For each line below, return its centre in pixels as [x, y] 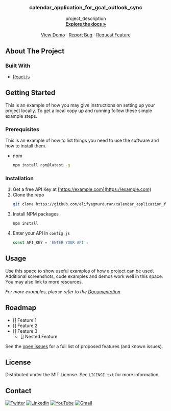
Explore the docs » [86, 24]
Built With [18, 66]
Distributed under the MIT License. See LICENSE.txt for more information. [82, 375]
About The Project [35, 51]
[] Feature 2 [25, 326]
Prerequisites [22, 129]
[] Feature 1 [25, 320]
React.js [21, 77]
